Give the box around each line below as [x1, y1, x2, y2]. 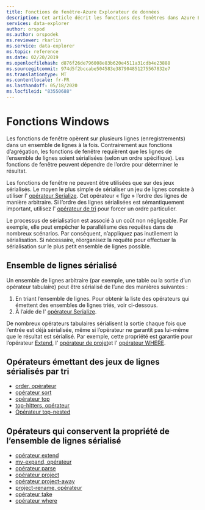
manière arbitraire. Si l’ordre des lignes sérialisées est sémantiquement [6, 198, 184, 206]
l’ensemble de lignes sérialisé [6, 436, 121, 446]
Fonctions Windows [6, 115, 110, 129]
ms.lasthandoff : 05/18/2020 [6, 83, 78, 89]
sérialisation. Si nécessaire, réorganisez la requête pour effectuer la [6, 236, 176, 243]
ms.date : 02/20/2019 [6, 54, 59, 60]
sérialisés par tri [6, 367, 70, 377]
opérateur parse [15, 465, 56, 472]
